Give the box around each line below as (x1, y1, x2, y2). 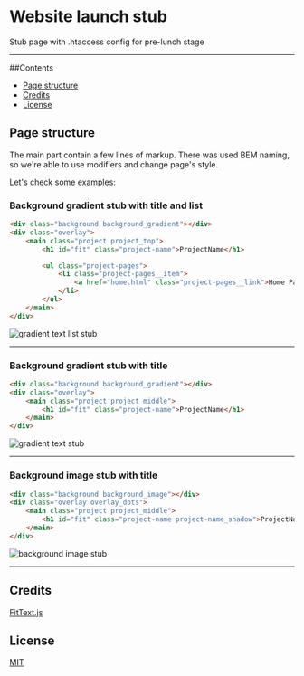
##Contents (9, 62, 54, 73)
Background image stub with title (9, 469, 158, 481)
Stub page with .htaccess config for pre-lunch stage (9, 36, 205, 47)
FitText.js (9, 606, 43, 617)
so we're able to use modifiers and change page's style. (9, 158, 219, 169)
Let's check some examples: (9, 176, 116, 187)
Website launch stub (9, 6, 167, 27)
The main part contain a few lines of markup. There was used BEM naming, (9, 149, 290, 160)
